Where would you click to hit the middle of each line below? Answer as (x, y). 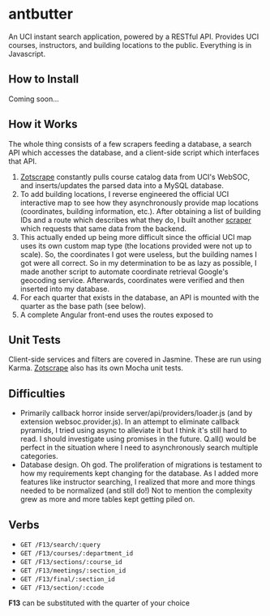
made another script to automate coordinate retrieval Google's (124, 272)
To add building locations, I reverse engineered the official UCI (124, 194)
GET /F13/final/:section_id (67, 580)
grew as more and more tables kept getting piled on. (107, 499)
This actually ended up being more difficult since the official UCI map (136, 237)
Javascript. (27, 53)
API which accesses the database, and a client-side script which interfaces (134, 152)
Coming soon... (34, 99)
